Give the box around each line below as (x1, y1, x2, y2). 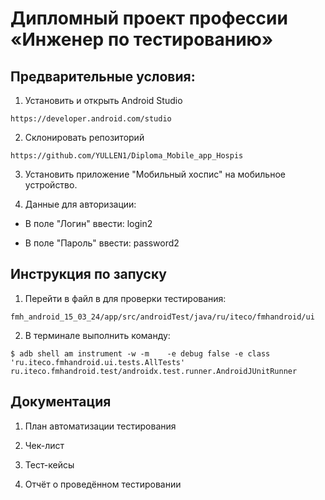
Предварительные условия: (10, 68, 196, 85)
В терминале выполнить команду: (24, 329, 171, 341)
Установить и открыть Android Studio (24, 95, 183, 106)
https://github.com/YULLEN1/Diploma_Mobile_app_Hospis (10, 151, 244, 161)
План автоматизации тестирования (24, 420, 177, 432)
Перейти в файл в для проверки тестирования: (24, 292, 227, 304)
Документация (10, 393, 112, 411)
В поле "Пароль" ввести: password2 (24, 237, 180, 249)
